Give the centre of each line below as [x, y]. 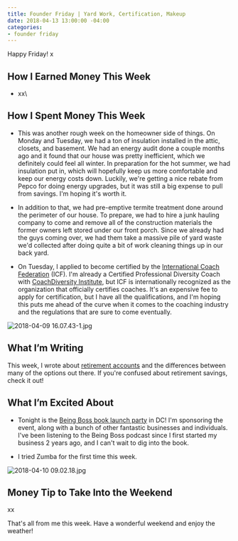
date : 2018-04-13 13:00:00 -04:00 [59, 21]
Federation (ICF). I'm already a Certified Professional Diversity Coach [119, 274]
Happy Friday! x [31, 54]
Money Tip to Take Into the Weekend [90, 492]
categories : [25, 27]
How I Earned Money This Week [79, 77]
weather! [20, 531]
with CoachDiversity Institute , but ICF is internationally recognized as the [124, 281]
